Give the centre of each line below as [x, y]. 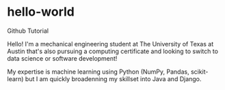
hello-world [41, 12]
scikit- [199, 72]
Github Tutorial [28, 31]
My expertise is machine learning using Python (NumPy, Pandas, [98, 72]
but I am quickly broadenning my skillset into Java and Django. [113, 78]
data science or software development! [62, 58]
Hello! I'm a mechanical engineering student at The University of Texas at [110, 44]
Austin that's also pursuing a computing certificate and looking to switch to [113, 51]
